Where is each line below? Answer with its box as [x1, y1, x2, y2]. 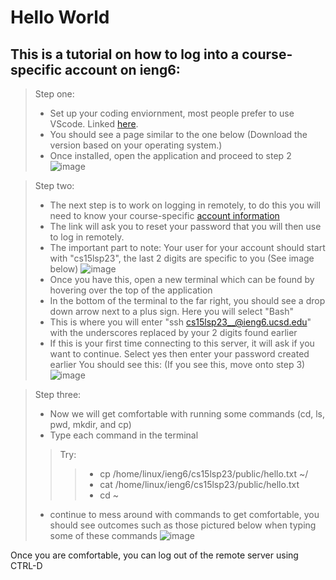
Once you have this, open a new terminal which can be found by [49, 274, 315, 285]
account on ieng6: [64, 61, 181, 78]
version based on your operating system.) [49, 139, 223, 151]
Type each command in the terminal [49, 429, 199, 441]
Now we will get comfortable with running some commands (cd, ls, [49, 408, 326, 420]
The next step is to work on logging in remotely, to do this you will [49, 199, 321, 211]
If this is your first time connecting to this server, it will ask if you [49, 337, 315, 349]
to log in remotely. [49, 231, 125, 243]
